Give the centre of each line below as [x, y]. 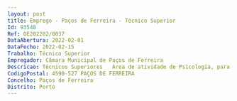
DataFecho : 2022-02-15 [41, 47]
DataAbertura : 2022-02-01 [45, 41]
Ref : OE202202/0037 [36, 34]
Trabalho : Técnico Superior [49, 54]
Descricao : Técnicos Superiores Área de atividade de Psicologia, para [119, 67]
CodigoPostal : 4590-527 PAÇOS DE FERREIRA [71, 73]
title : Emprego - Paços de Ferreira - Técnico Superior [92, 21]
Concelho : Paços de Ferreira [50, 80]
